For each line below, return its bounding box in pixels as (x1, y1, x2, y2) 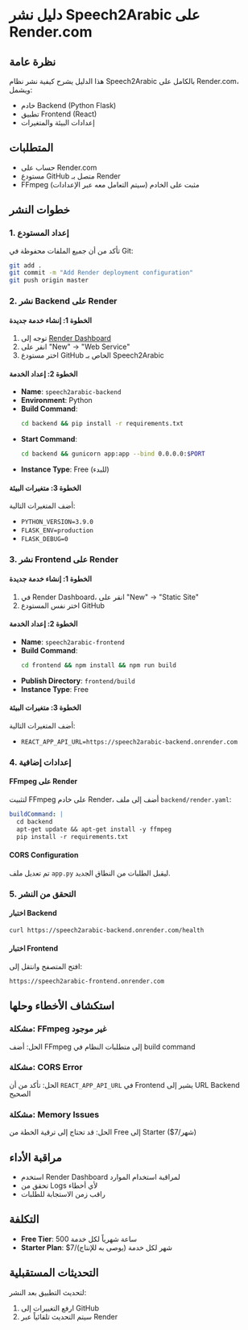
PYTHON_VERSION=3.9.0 (20, 518, 93, 527)
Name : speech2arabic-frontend (20, 636, 126, 647)
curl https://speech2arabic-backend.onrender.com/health (9, 926, 205, 934)
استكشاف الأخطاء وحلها (9, 999, 115, 1013)
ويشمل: (9, 85, 33, 94)
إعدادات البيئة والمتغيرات (20, 118, 95, 127)
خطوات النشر (9, 203, 71, 217)
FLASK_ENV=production (20, 527, 93, 535)
